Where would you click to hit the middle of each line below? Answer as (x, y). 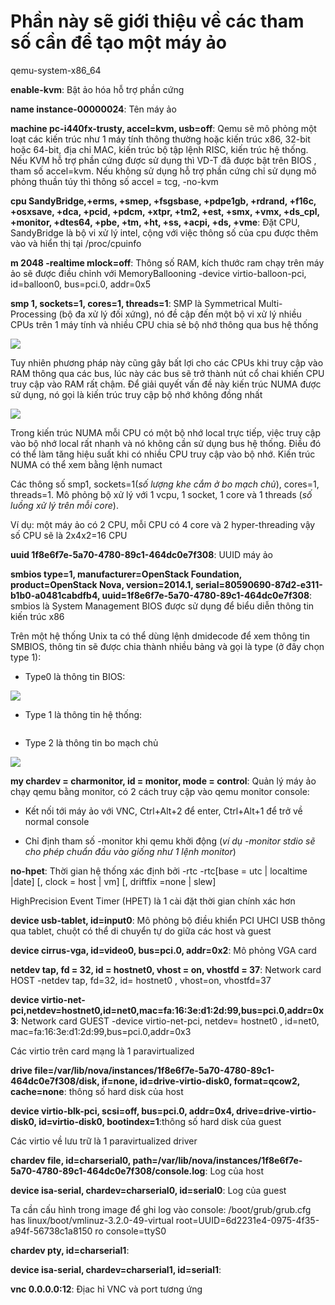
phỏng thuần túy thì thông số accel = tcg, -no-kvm (114, 181)
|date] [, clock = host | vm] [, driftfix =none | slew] (113, 881)
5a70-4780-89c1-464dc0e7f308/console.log (108, 1171)
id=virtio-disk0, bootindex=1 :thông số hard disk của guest (160, 1121)
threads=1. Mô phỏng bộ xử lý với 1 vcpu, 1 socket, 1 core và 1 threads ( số (161, 494)
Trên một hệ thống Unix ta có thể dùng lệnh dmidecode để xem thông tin (160, 636)
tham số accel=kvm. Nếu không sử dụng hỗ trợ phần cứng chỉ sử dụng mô (163, 171)
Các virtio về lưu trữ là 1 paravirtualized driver (104, 1141)
